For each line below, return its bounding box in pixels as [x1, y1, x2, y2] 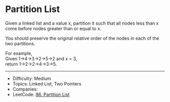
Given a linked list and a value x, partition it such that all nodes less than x [5, 20, 159, 26]
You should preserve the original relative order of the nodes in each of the [5, 35, 159, 41]
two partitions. [5, 40, 35, 46]
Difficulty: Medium [12, 75, 52, 81]
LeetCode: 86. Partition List [12, 91, 70, 97]
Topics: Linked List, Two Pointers [12, 80, 82, 86]
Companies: [12, 86, 38, 92]
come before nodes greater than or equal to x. [5, 25, 102, 31]
